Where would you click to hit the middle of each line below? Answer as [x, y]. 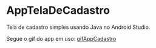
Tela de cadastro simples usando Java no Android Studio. [78, 27]
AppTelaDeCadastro [58, 10]
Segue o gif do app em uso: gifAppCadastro [61, 38]
